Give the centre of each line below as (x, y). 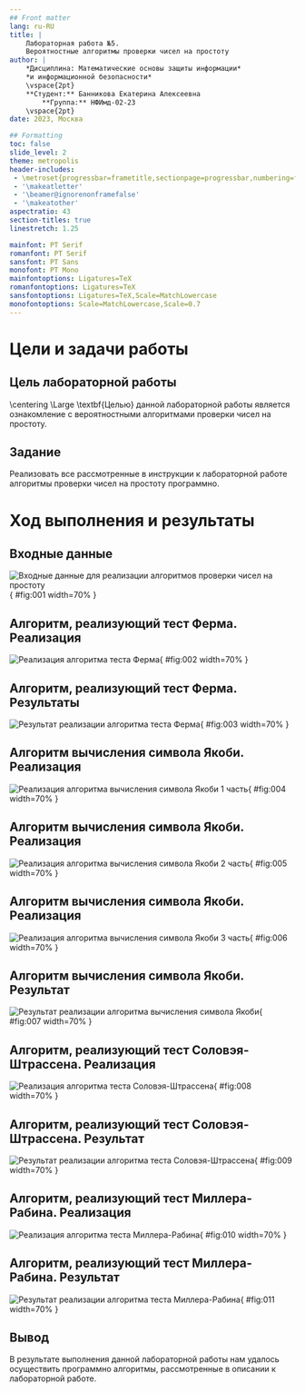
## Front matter (40, 18)
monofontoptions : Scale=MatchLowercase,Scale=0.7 (105, 304)
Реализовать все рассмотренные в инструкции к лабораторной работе (148, 474)
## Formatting (36, 136)
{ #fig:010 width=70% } (243, 1234)
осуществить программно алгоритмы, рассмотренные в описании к (143, 1369)
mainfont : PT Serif (46, 245)
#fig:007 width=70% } (51, 1021)
